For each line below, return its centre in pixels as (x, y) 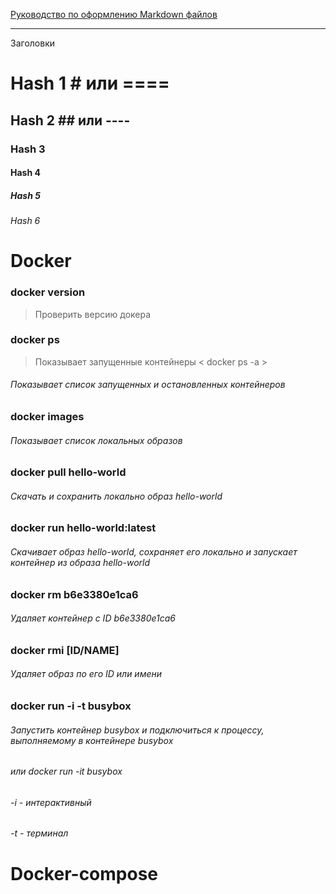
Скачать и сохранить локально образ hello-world (116, 496)
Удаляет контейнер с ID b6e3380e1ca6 (93, 618)
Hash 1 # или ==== (90, 83)
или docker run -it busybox (66, 771)
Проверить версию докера (93, 314)
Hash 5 (25, 195)
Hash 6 (25, 221)
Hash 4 (25, 173)
